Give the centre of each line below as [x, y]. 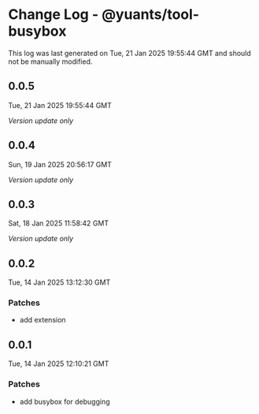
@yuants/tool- [150, 15]
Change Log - [54, 15]
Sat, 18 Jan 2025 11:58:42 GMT [58, 223]
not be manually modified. [50, 62]
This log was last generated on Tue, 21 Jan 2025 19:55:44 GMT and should [130, 53]
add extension [43, 320]
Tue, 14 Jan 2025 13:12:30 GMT [59, 282]
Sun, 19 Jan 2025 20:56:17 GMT [60, 164]
